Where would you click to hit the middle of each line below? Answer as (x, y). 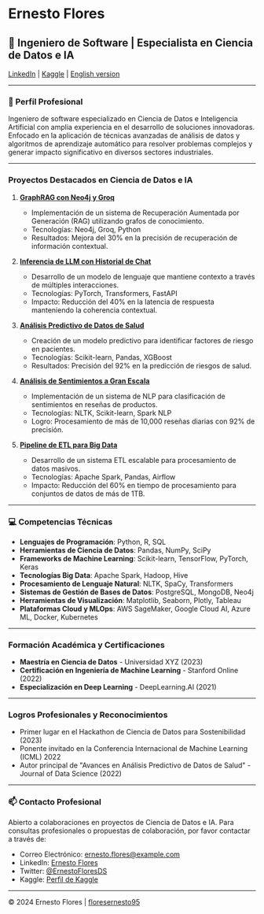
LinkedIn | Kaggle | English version (64, 74)
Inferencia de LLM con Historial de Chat (85, 261)
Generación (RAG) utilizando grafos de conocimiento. (117, 220)
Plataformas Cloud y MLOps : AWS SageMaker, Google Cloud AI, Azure (135, 609)
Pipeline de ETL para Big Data (68, 445)
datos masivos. (56, 468)
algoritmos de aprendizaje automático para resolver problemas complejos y (130, 144)
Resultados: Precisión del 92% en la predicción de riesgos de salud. (141, 365)
